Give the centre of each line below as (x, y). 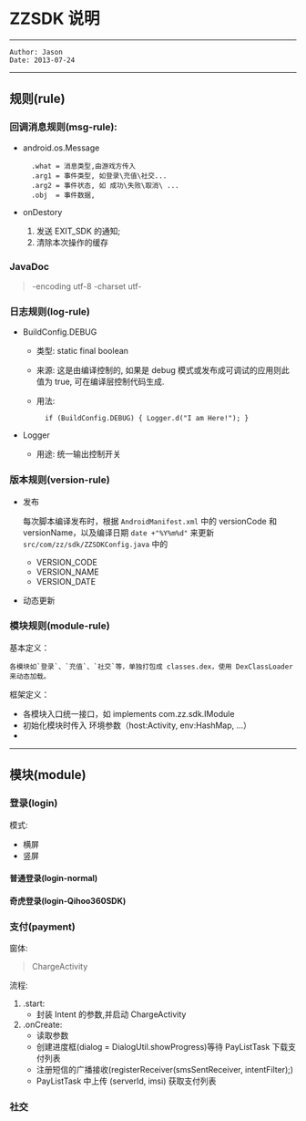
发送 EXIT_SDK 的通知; (78, 231)
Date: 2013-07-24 (42, 60)
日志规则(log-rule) (50, 311)
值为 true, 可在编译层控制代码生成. (100, 382)
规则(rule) (37, 99)
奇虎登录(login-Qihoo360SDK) (68, 900)
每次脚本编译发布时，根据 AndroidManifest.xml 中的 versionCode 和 (150, 521)
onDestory (42, 212)
